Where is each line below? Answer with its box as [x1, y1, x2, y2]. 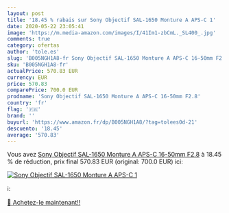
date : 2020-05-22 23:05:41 [7, 23, 84, 30]
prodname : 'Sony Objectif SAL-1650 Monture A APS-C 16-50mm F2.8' [7, 93, 201, 100]
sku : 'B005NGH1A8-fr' [7, 61, 69, 68]
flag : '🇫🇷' [7, 106, 41, 113]
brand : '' [7, 112, 36, 119]
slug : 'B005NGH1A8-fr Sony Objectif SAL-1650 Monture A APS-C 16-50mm [7, 55, 213, 62]
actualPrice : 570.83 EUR [7, 67, 78, 74]
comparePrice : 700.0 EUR [7, 87, 78, 93]
